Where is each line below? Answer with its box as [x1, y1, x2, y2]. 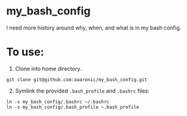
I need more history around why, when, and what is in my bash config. [6, 24, 182, 31]
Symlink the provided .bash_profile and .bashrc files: [15, 87, 150, 94]
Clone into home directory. [15, 65, 82, 72]
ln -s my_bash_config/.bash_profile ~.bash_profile [6, 104, 139, 110]
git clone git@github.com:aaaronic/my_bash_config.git [6, 76, 148, 82]
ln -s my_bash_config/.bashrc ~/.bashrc [6, 99, 110, 105]
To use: [6, 45, 44, 59]
